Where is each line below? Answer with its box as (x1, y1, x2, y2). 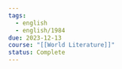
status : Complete (8, 48, 66, 56)
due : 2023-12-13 (8, 33, 62, 42)
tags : (8, 11, 26, 20)
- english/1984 (15, 26, 66, 34)
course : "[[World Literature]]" (8, 41, 115, 49)
